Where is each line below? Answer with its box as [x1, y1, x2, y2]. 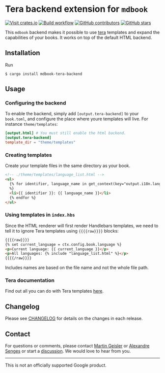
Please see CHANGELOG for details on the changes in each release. [5, 315, 143, 321]
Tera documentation [5, 277, 55, 284]
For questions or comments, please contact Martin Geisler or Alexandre [5, 343, 150, 349]
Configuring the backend [5, 100, 66, 106]
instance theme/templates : [5, 121, 58, 127]
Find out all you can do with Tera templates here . [5, 288, 104, 294]
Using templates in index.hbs [5, 211, 75, 218]
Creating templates [5, 151, 53, 158]
